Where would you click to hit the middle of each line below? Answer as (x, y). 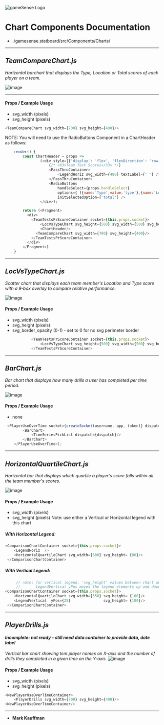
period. (12, 385)
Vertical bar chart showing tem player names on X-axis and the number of (80, 654)
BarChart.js (23, 368)
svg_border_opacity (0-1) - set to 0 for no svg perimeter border (76, 330)
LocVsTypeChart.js (35, 271)
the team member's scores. (33, 481)
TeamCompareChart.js (41, 61)
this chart (22, 523)
